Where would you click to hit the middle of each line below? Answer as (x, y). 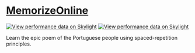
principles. (19, 44)
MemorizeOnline (47, 11)
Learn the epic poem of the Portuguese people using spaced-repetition (92, 37)
